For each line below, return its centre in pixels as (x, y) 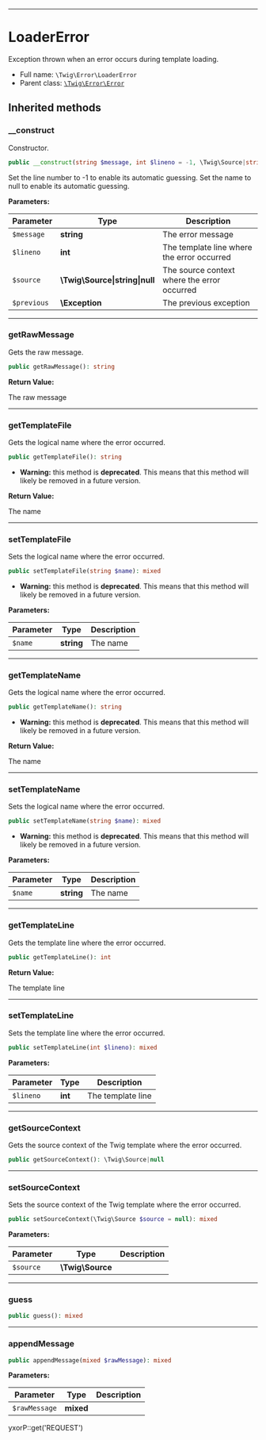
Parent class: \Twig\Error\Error (72, 83)
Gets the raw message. (46, 352)
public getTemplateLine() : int (60, 957)
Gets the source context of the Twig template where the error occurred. (125, 1145)
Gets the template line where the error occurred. (87, 943)
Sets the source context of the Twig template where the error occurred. (125, 1205)
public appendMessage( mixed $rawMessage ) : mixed (90, 1360)
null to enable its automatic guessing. (69, 186)
